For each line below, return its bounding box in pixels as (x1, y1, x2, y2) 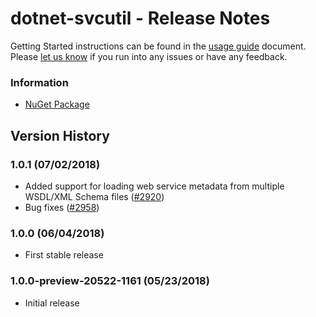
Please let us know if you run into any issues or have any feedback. (10, 50, 288, 62)
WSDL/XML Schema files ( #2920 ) (24, 190, 165, 202)
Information (10, 75, 69, 89)
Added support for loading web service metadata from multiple (24, 180, 285, 192)
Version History (10, 127, 110, 144)
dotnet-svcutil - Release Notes (10, 7, 271, 30)
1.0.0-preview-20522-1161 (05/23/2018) (10, 274, 210, 288)
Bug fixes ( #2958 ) (24, 201, 100, 213)
